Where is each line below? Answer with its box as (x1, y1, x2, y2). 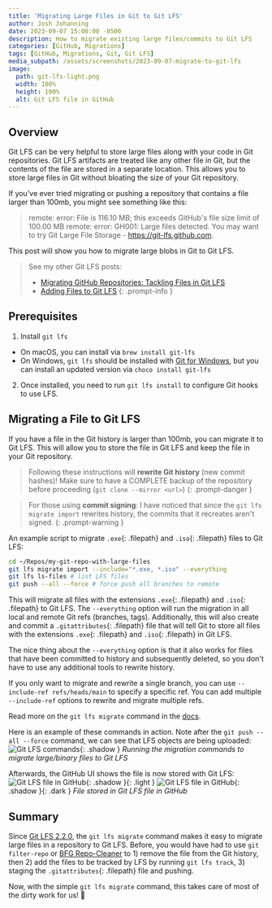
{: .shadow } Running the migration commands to (80, 744, 244, 754)
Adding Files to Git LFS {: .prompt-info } (40, 286, 173, 296)
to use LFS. (19, 388, 58, 399)
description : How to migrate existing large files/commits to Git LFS (8, 34, 253, 43)
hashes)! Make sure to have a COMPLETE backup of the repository (28, 475, 253, 485)
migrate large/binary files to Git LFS (8, 753, 128, 763)
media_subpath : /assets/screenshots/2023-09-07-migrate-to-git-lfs (8, 58, 242, 66)
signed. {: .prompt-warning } (28, 517, 124, 527)
